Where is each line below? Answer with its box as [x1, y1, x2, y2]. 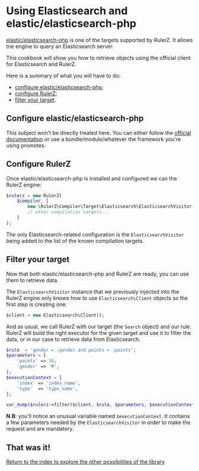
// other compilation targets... [27, 209, 110, 215]
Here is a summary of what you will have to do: [6, 72, 121, 79]
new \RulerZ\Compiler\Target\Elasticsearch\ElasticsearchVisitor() [27, 204, 197, 210]
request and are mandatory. [6, 425, 74, 432]
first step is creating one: [6, 301, 67, 308]
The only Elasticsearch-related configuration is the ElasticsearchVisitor [6, 230, 184, 238]
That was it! [6, 442, 51, 453]
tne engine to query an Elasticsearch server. [6, 43, 114, 50]
